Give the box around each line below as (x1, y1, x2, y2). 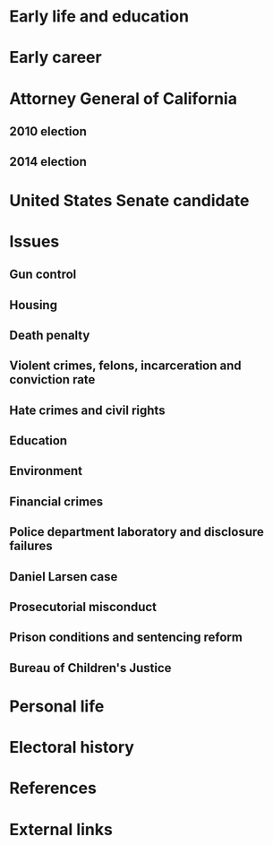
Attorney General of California (9, 88, 237, 108)
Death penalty (9, 327, 90, 342)
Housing (9, 297, 58, 313)
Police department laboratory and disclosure (9, 524, 264, 539)
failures (9, 539, 53, 554)
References (9, 778, 97, 798)
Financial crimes (9, 494, 104, 509)
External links (9, 819, 114, 840)
